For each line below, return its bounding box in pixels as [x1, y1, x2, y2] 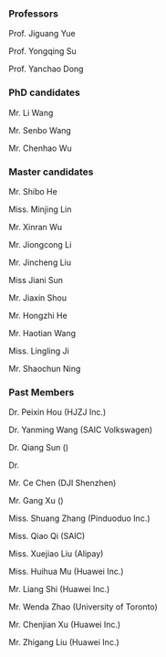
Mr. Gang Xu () [8, 495, 65, 506]
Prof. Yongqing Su [8, 46, 77, 57]
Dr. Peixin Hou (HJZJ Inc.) [8, 407, 107, 418]
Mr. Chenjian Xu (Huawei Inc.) [8, 620, 121, 631]
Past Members [8, 386, 75, 398]
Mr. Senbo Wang [8, 124, 72, 135]
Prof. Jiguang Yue [8, 28, 77, 39]
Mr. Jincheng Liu [8, 257, 72, 268]
